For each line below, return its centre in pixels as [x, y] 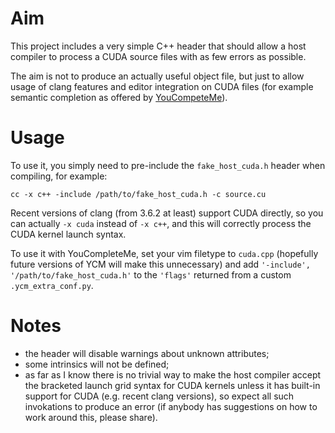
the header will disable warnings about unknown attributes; [147, 353]
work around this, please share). [91, 417]
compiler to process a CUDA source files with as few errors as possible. [158, 56]
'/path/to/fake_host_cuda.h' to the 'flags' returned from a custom [151, 274]
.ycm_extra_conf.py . [52, 285]
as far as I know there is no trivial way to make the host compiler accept [173, 374]
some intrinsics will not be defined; [97, 364]
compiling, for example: [59, 176]
